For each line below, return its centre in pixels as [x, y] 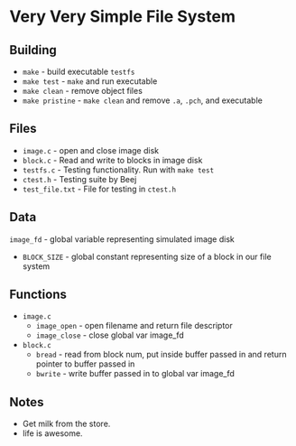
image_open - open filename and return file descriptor [134, 326]
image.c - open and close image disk [91, 150]
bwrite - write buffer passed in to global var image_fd [135, 374]
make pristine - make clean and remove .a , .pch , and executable [143, 100]
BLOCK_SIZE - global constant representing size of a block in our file [147, 256]
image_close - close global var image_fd [110, 335]
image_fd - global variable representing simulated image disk [122, 239]
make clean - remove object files [82, 91]
